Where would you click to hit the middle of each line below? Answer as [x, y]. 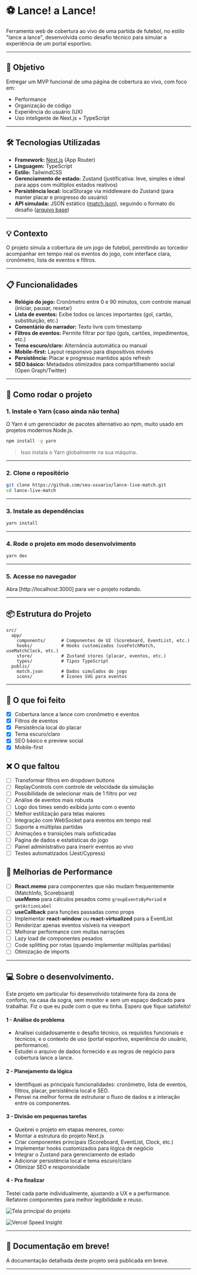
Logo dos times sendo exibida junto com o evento [75, 807]
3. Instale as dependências [45, 511]
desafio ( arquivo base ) [42, 210]
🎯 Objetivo [26, 68]
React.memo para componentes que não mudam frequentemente [94, 886]
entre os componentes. [43, 1103]
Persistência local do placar [48, 727]
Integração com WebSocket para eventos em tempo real [83, 820]
